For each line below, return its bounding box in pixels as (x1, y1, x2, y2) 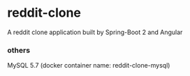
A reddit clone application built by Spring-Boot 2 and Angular (7, 28, 183, 36)
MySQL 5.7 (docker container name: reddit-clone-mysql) (7, 61, 170, 70)
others (7, 45, 30, 55)
